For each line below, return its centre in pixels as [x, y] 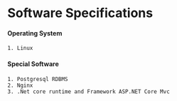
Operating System [35, 33]
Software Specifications [80, 13]
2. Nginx [20, 85]
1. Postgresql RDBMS [38, 79]
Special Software [33, 64]
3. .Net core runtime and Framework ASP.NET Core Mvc [89, 91]
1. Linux [20, 48]
